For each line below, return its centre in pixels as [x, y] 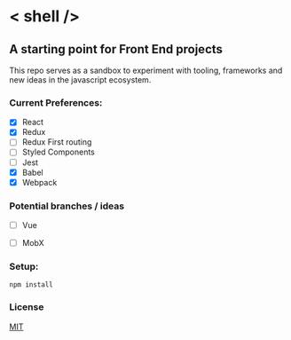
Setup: [24, 266]
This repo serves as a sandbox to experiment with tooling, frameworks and [146, 70]
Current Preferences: [56, 102]
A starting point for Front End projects [116, 49]
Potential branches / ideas [67, 206]
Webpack [39, 182]
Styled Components [59, 152]
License [27, 307]
